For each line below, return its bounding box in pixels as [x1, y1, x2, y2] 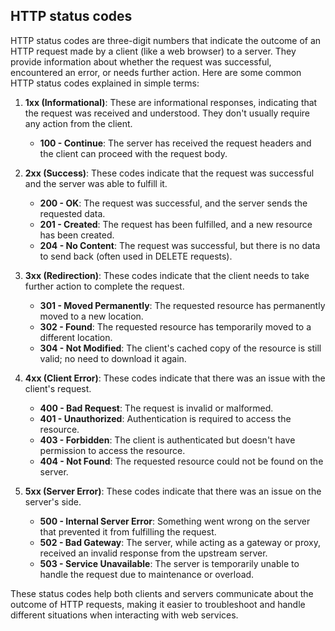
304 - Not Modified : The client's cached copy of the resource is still [39, 342, 322, 354]
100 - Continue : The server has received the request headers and [39, 137, 312, 149]
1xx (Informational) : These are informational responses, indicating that [24, 96, 318, 108]
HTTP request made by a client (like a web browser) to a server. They [10, 45, 297, 57]
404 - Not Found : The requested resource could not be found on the [39, 455, 324, 467]
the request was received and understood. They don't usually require [24, 107, 310, 119]
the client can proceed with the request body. [39, 147, 228, 159]
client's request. [24, 382, 92, 394]
